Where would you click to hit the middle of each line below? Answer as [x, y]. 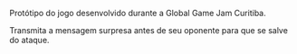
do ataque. [29, 40]
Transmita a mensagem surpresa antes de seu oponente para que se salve [148, 30]
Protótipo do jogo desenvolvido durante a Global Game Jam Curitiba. [138, 13]
